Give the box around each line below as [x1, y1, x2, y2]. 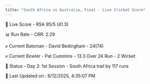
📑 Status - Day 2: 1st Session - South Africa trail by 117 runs [5, 63, 129, 69]
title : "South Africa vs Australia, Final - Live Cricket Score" [5, 7, 145, 13]
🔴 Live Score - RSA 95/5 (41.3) [5, 21, 69, 27]
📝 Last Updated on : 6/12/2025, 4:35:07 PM [5, 72, 95, 78]
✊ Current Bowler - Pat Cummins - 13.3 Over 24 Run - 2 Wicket [5, 53, 136, 59]
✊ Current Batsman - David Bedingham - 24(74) [5, 43, 104, 49]
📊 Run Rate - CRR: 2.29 [5, 31, 56, 37]
